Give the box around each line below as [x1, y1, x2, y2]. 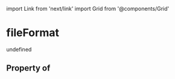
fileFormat [6, 26, 59, 39]
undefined [6, 45, 32, 53]
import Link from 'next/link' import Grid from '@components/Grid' [6, 5, 170, 12]
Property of [6, 63, 51, 74]
